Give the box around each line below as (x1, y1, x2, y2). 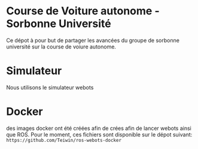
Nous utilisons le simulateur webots (6, 84, 94, 91)
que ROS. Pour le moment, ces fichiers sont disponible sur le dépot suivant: (6, 130, 193, 138)
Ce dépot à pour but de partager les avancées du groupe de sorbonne (6, 37, 179, 44)
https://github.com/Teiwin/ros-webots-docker (6, 137, 121, 143)
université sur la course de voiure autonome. (6, 43, 117, 50)
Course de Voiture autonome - (6, 4, 160, 18)
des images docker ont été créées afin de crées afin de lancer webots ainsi (6, 124, 191, 132)
